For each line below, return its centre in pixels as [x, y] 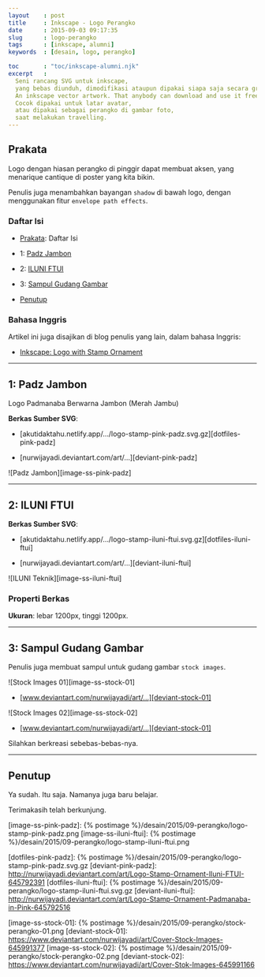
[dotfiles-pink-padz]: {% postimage [66, 857]
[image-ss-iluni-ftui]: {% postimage [138, 833]
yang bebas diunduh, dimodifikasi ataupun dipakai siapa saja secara [132, 88]
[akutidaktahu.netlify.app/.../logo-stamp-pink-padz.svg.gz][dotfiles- [130, 434]
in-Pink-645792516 [39, 907]
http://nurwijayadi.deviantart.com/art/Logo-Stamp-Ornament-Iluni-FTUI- [126, 874]
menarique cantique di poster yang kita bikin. [82, 177]
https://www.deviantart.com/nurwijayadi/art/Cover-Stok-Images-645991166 [131, 964]
